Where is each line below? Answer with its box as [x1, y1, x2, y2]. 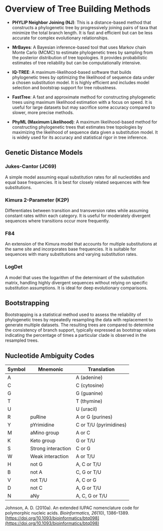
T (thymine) [76, 398, 103, 405]
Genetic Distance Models [5, 149, 83, 157]
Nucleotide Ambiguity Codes [5, 351, 95, 360]
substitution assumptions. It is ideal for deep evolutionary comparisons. [5, 285, 148, 291]
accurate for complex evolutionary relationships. [12, 35, 109, 41]
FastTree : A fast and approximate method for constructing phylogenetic [12, 94, 156, 100]
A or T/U [76, 453, 95, 460]
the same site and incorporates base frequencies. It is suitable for [5, 246, 137, 252]
